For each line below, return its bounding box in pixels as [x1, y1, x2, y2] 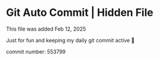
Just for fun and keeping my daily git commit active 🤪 [6, 36, 135, 44]
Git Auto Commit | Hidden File [6, 6, 154, 19]
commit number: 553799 [6, 48, 66, 55]
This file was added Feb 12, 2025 [6, 25, 86, 32]
